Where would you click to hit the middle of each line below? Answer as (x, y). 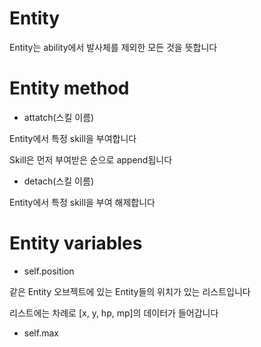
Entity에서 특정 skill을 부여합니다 (73, 138)
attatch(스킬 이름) (59, 117)
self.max (41, 333)
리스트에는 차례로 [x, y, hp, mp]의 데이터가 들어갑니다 (114, 313)
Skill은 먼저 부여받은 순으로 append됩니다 (91, 159)
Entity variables (76, 243)
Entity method (69, 88)
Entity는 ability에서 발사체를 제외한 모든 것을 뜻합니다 (113, 47)
